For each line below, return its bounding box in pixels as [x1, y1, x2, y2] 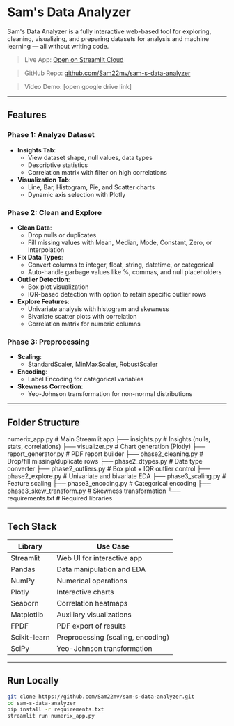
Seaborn [10, 598, 39, 608]
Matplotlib [10, 610, 44, 620]
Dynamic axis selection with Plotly [27, 190, 126, 198]
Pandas [10, 565, 36, 574]
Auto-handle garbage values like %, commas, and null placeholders [27, 267, 222, 276]
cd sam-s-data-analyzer [7, 700, 77, 707]
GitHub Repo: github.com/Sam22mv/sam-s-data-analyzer [24, 69, 191, 77]
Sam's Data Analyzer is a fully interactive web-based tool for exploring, [7, 27, 212, 35]
